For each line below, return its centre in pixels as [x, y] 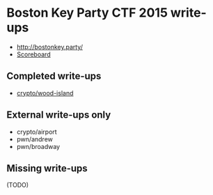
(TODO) [18, 185]
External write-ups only [59, 115]
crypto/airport [37, 132]
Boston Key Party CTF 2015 [87, 13]
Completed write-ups [54, 76]
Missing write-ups [47, 168]
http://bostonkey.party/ [49, 47]
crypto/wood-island [45, 93]
